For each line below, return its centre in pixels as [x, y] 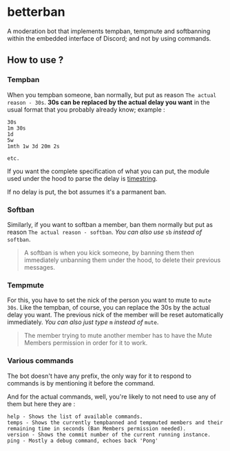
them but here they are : [41, 403]
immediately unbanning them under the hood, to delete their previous [122, 260]
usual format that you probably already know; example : [86, 109]
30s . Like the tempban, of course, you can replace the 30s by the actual [108, 308]
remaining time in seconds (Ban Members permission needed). [97, 428]
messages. [40, 267]
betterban [36, 12]
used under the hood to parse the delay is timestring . [82, 178]
